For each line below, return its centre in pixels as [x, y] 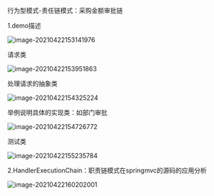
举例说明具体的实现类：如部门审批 [57, 112]
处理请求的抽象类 [32, 83]
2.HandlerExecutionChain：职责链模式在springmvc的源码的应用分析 [107, 170]
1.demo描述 [24, 26]
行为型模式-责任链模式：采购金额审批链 [65, 10]
